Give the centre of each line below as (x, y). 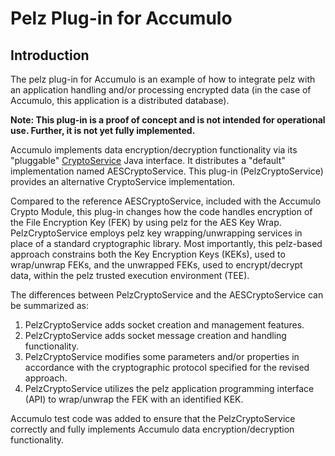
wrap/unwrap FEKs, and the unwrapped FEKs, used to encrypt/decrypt (156, 265)
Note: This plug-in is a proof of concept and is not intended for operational (168, 120)
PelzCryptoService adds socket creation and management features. (164, 325)
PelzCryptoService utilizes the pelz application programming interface (169, 388)
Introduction (50, 55)
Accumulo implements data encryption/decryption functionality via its (154, 150)
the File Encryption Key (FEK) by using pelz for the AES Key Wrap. (146, 222)
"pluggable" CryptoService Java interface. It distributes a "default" (148, 160)
